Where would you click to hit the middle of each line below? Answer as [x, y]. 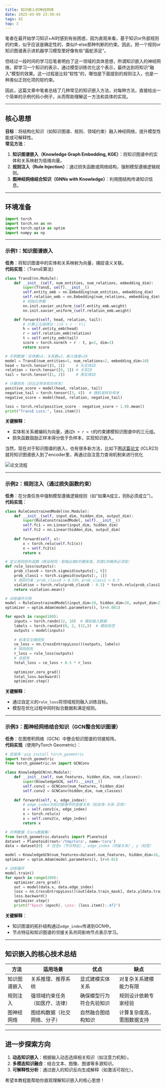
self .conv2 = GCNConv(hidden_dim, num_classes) [73, 791]
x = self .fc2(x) [40, 548]
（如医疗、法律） [51, 1003]
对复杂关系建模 [137, 979]
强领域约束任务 [48, 996]
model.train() [20, 873]
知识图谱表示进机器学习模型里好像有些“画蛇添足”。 [57, 51]
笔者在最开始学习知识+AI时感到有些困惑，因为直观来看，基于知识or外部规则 [82, 38]
